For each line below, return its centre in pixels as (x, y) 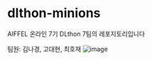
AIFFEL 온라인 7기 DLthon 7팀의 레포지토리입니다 (76, 34)
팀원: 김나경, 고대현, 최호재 (44, 49)
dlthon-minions (54, 13)
